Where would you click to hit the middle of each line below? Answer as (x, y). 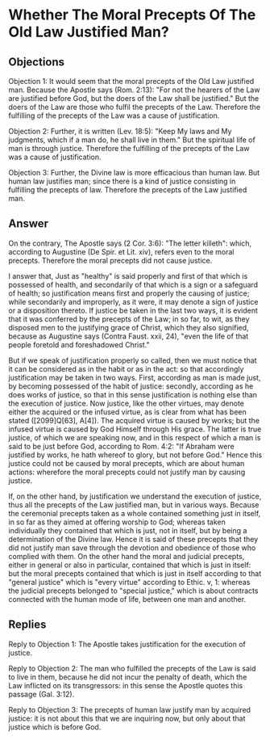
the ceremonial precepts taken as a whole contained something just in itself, (135, 513)
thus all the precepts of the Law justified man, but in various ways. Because (134, 505)
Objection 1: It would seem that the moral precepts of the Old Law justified (131, 81)
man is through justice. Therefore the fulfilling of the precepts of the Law (129, 148)
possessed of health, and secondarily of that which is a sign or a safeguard (133, 284)
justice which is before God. (55, 727)
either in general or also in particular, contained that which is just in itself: (130, 565)
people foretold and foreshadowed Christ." (79, 344)
